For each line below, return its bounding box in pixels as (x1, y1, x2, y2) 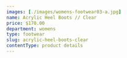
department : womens (6, 25, 56, 32)
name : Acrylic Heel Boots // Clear (6, 14, 97, 21)
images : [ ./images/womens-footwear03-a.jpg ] (6, 8, 122, 15)
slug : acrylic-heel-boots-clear (6, 37, 89, 43)
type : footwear (6, 31, 45, 37)
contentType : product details (6, 43, 84, 49)
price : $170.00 (6, 20, 45, 26)
